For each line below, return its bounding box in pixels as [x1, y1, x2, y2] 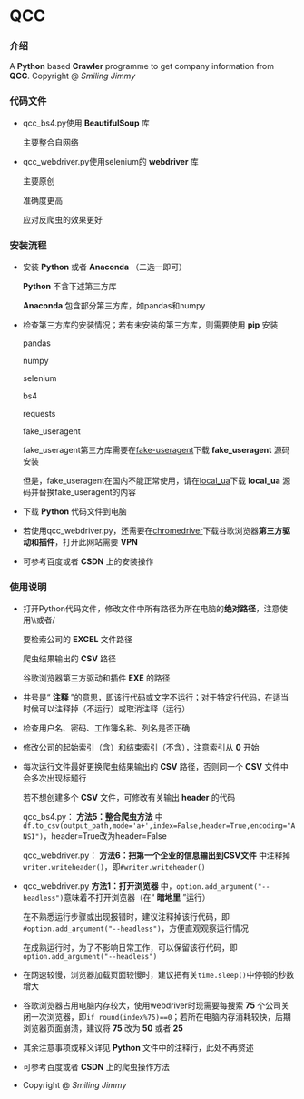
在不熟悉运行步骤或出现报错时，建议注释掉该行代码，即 [22, 912, 230, 923]
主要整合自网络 [22, 136, 79, 147]
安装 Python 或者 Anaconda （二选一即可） [22, 261, 188, 273]
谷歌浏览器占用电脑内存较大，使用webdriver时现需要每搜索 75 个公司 [22, 1000, 281, 1011]
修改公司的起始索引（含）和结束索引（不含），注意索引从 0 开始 [22, 742, 260, 753]
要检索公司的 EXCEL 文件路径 [22, 634, 133, 645]
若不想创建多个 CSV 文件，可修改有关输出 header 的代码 [22, 792, 236, 803]
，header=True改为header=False [43, 831, 168, 842]
